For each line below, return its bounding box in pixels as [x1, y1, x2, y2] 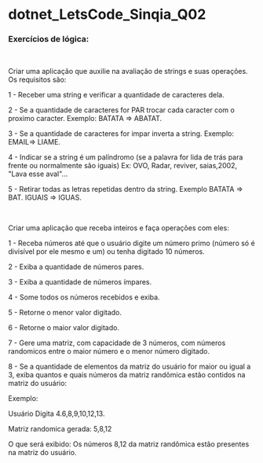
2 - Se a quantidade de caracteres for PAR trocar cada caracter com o [8, 105, 236, 115]
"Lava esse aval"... [8, 169, 68, 178]
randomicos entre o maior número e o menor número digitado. [8, 347, 210, 356]
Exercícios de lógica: [8, 34, 89, 45]
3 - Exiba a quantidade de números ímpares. [8, 277, 152, 287]
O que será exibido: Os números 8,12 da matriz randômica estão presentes [8, 439, 250, 449]
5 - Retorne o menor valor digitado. [8, 308, 122, 318]
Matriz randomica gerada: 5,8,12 [8, 424, 112, 434]
